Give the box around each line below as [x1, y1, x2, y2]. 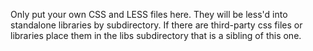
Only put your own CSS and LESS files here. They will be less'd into [10, 9, 288, 20]
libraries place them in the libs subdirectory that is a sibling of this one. [10, 30, 302, 41]
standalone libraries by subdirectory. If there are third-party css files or [10, 19, 303, 31]
